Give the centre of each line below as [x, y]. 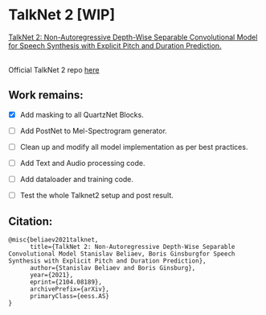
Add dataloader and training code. [77, 179]
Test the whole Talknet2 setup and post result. [97, 196]
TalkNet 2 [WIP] [62, 15]
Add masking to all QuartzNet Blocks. [82, 114]
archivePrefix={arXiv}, [70, 289]
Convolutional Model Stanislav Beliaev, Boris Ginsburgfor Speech [122, 254]
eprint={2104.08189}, [66, 282]
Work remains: [46, 95]
